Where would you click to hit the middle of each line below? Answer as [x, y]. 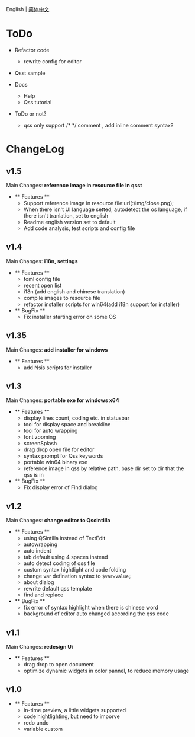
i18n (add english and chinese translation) [74, 291]
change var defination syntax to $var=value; [77, 576]
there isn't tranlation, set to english [66, 215]
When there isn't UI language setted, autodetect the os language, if [105, 209]
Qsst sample [30, 73]
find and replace [43, 595]
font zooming [40, 437]
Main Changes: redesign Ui [40, 647]
